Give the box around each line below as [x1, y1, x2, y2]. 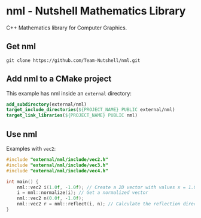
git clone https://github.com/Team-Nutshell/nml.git [6, 57, 141, 64]
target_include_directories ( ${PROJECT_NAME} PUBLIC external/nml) [6, 107, 175, 113]
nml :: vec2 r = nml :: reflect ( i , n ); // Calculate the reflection [17, 201, 181, 207]
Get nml [6, 41, 36, 52]
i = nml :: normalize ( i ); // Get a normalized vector [17, 190, 148, 196]
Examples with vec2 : [6, 145, 56, 152]
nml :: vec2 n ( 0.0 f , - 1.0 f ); [17, 195, 84, 202]
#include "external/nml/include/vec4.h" [6, 168, 109, 174]
